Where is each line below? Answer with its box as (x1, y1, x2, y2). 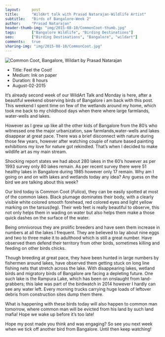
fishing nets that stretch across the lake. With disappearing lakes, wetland (5, 265, 155, 271)
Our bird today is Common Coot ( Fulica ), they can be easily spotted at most (5, 188, 159, 194)
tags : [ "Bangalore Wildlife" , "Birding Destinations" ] (5, 30, 133, 35)
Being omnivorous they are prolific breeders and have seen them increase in (5, 224, 160, 230)
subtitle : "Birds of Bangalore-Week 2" (5, 16, 92, 21)
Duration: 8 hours (12, 77, 48, 83)
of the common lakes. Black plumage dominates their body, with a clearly (5, 194, 154, 200)
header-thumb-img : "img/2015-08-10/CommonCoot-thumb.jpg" (5, 26, 127, 31)
